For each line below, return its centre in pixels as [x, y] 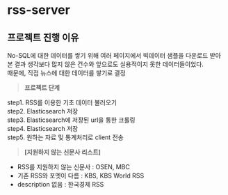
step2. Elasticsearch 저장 [43, 111]
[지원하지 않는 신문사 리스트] [62, 152]
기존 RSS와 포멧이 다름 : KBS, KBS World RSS [81, 175]
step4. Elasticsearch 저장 [43, 128]
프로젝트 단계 [42, 88]
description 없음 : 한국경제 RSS [60, 184]
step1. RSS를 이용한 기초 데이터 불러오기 [62, 102]
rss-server [39, 10]
